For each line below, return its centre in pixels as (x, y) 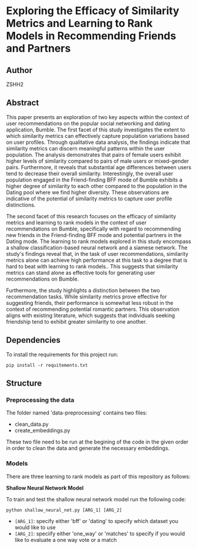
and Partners (39, 49)
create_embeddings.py (42, 430)
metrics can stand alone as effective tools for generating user (81, 272)
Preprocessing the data (40, 400)
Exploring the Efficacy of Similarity (93, 11)
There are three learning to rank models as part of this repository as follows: (98, 476)
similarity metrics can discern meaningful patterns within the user (86, 148)
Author (19, 70)
